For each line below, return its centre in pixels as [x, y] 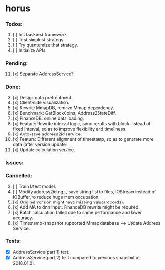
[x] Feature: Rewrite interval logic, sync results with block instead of [82, 124]
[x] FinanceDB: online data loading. [48, 118]
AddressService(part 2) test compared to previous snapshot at [76, 257]
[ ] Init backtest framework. [40, 34]
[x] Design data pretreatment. [43, 98]
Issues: [15, 162]
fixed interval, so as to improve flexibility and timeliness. [69, 129]
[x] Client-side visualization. [41, 103]
